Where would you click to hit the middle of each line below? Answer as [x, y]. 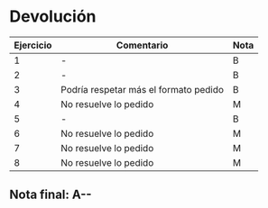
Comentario [142, 45]
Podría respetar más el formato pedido [142, 89]
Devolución [53, 17]
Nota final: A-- [51, 195]
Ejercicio [33, 45]
